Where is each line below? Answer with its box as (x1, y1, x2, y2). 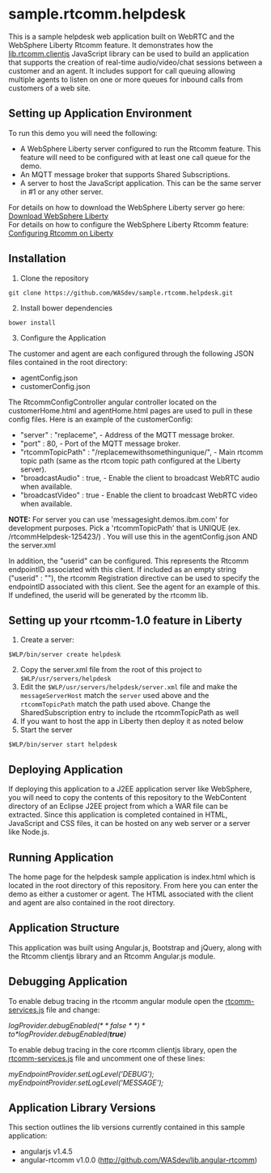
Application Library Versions (8, 1101, 156, 1115)
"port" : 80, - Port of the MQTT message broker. (19, 438, 180, 448)
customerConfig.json (19, 381, 91, 391)
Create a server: (19, 635, 74, 645)
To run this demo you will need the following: (8, 128, 158, 138)
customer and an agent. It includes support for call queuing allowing (8, 66, 236, 75)
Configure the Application (19, 332, 107, 342)
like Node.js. (8, 827, 50, 837)
